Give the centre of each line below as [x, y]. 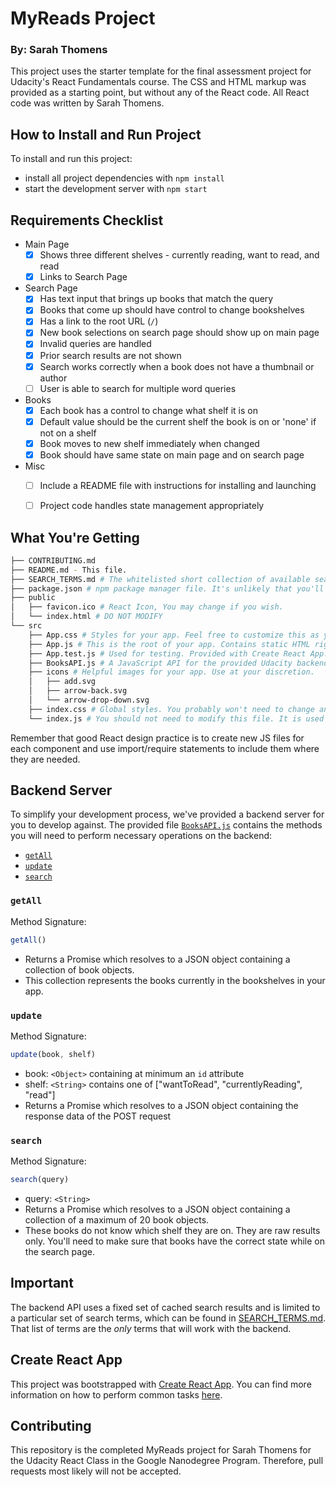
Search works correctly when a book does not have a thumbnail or [177, 366]
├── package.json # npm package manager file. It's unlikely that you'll [167, 588]
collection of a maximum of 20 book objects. [117, 1220]
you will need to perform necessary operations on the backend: [141, 836]
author [53, 378]
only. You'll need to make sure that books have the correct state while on [174, 1241]
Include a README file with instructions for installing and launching [178, 485]
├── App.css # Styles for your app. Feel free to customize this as [174, 635]
